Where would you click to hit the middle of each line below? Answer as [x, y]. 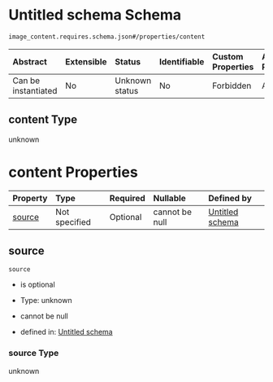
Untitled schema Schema [95, 15]
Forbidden [232, 86]
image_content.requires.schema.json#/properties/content [107, 37]
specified [74, 222]
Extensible [86, 61]
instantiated [35, 90]
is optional [37, 285]
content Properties [73, 172]
